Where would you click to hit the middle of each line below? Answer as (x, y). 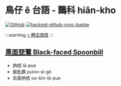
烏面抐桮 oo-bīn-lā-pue (36, 78)
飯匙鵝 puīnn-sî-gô (32, 71)
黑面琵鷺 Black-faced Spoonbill (54, 53)
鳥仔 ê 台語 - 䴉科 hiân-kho (60, 10)
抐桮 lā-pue (24, 65)
